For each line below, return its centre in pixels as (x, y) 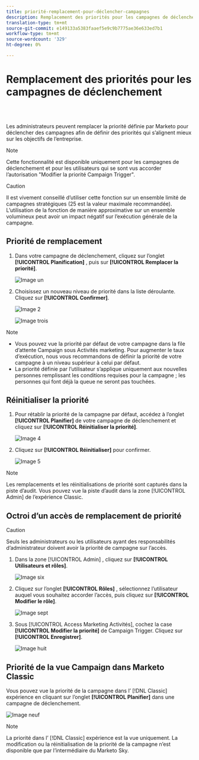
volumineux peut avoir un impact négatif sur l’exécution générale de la (92, 216)
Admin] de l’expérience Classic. (45, 497)
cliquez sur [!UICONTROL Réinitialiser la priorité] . (76, 427)
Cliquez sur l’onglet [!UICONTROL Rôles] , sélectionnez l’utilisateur (96, 589)
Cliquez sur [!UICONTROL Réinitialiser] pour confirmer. (83, 450)
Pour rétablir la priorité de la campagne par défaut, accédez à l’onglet (99, 414)
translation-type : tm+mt (37, 23)
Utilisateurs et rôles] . (41, 566)
